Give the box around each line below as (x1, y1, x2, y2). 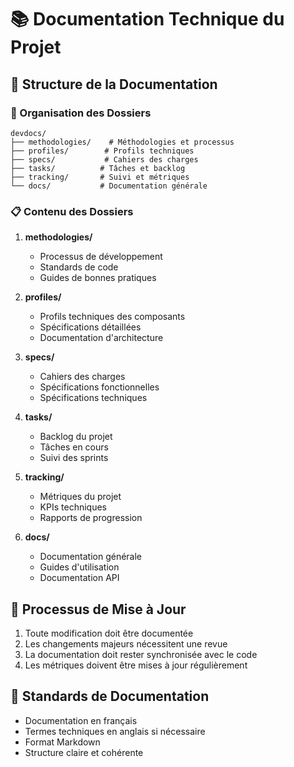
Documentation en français (24, 714, 138, 726)
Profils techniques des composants (39, 311, 186, 323)
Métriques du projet (39, 491, 122, 503)
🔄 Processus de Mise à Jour (10, 601, 187, 618)
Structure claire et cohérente (24, 746, 144, 758)
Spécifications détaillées (39, 321, 142, 333)
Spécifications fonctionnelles (39, 381, 160, 393)
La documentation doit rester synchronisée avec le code (24, 648, 258, 660)
